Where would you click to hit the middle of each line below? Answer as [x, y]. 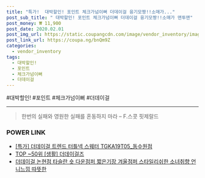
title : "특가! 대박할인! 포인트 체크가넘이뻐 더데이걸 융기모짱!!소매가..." [91, 12]
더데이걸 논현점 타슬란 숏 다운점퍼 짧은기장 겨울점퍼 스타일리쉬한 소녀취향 [103, 162]
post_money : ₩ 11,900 [34, 23]
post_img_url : [24, 35]
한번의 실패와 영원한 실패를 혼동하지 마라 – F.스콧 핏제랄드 [90, 117]
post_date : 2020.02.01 [35, 29]
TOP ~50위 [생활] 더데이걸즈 [49, 154]
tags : [13, 57]
